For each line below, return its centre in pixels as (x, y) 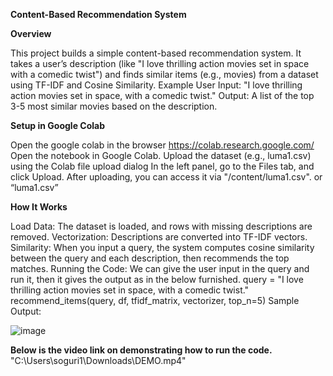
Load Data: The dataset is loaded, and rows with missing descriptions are (161, 226)
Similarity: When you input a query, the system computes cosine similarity (162, 247)
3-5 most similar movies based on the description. (114, 106)
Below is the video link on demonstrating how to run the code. (141, 350)
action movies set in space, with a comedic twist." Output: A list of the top (162, 95)
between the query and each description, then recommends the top (150, 258)
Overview (31, 33)
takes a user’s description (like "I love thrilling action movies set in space (160, 63)
